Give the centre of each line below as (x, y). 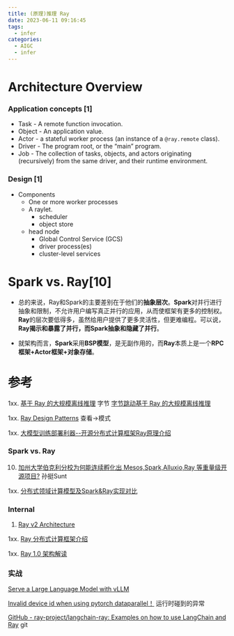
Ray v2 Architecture (46, 524)
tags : (16, 26)
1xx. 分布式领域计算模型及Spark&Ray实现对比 (73, 491)
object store (56, 224)
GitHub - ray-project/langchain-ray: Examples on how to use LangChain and (117, 617)
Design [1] (25, 179)
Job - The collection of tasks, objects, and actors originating (105, 153)
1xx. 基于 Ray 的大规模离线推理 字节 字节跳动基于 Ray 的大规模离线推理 (109, 403)
